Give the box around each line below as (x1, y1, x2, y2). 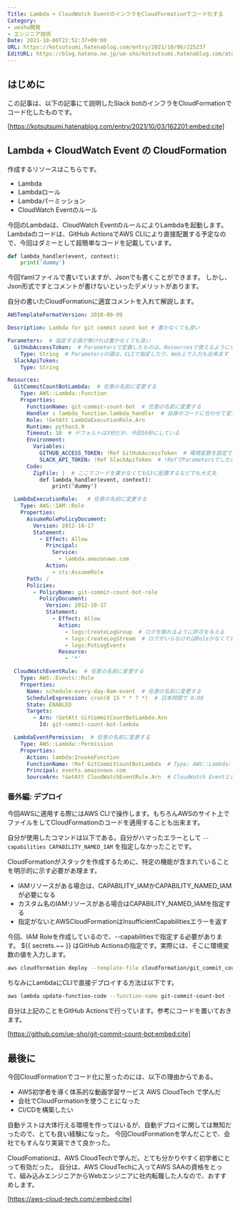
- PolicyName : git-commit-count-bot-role (33, 588, 159, 596)
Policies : (26, 582, 56, 589)
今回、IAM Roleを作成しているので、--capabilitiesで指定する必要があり (7, 932, 216, 941)
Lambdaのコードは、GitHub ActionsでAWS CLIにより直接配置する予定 (7, 229, 214, 238)
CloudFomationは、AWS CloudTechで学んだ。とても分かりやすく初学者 (7, 1154, 219, 1162)
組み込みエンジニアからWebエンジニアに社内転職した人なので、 (19, 1171, 209, 1180)
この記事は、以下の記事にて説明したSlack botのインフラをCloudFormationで (7, 99, 232, 107)
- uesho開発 (7, 24, 41, 31)
